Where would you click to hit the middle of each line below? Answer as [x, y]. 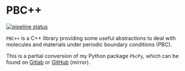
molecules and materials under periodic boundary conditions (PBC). [89, 44]
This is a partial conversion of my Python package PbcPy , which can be [92, 56]
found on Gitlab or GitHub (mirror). [48, 62]
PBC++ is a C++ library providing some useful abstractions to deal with [91, 38]
